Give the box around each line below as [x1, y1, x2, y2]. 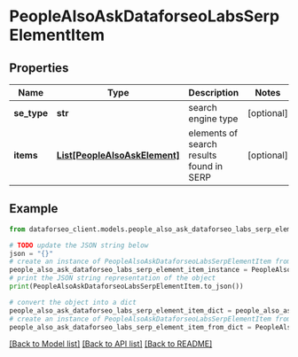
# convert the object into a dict [9, 298, 137, 307]
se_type [13, 107, 49, 119]
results [188, 149, 217, 161]
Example [9, 201, 59, 216]
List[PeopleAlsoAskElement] [56, 149, 180, 161]
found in [188, 160, 223, 172]
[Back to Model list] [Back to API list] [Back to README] [9, 338, 213, 349]
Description [188, 87, 239, 98]
